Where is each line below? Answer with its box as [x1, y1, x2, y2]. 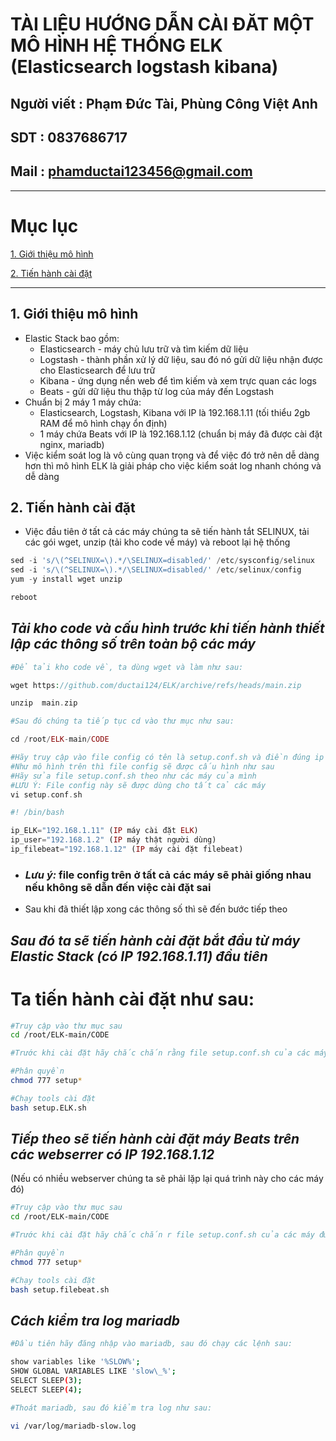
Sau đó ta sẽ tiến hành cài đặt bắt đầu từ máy [10, 932, 301, 949]
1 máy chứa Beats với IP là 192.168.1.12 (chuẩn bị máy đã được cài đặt [39, 428, 323, 440]
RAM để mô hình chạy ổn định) [39, 417, 168, 429]
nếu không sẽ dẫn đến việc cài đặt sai [24, 880, 212, 894]
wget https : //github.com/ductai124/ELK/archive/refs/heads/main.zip [10, 680, 302, 690]
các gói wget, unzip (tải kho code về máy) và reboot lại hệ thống [24, 536, 291, 548]
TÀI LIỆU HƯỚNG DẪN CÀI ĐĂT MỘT [10, 13, 315, 36]
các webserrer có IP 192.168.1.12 [10, 1146, 215, 1163]
